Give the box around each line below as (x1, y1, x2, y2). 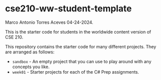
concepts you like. (12, 64, 50, 70)
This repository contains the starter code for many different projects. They (5, 43, 157, 49)
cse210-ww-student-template (5, 3, 132, 14)
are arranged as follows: (5, 49, 55, 55)
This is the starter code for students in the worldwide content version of (5, 29, 152, 35)
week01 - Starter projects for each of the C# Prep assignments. (12, 69, 139, 75)
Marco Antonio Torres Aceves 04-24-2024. (5, 19, 94, 25)
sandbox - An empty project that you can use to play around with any (12, 58, 152, 64)
